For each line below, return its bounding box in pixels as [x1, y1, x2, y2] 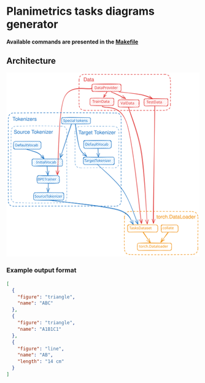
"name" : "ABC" [17, 300, 53, 306]
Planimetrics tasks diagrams [6, 4, 155, 18]
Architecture [6, 56, 56, 66]
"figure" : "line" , [17, 346, 64, 352]
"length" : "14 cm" [17, 358, 64, 365]
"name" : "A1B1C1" [17, 326, 62, 332]
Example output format [6, 266, 77, 274]
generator [6, 17, 58, 31]
